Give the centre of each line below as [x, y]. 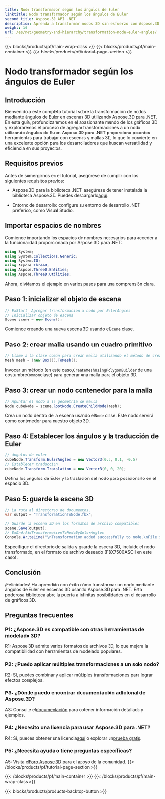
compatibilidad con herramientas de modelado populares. [64, 651]
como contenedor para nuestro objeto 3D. [48, 421]
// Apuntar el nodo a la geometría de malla [51, 401]
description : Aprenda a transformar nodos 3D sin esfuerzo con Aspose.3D [82, 23]
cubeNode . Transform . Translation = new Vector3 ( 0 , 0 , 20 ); [66, 469]
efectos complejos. [25, 680]
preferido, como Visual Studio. [43, 210]
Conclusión [23, 573]
